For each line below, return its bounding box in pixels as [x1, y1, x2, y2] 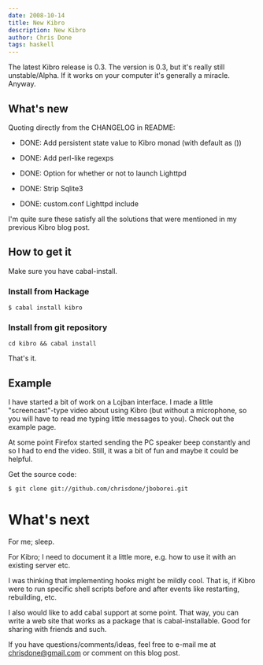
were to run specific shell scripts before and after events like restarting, [8, 584, 240, 594]
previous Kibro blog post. [8, 222, 91, 232]
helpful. [8, 454, 33, 464]
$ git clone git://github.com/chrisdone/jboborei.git [8, 485, 189, 493]
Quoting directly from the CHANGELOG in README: [8, 123, 176, 132]
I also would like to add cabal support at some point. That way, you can [8, 608, 239, 618]
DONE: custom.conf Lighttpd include [19, 198, 139, 209]
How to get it [8, 246, 72, 259]
